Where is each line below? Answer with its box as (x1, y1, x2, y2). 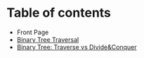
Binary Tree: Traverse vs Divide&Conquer (16, 43, 137, 51)
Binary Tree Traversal (16, 35, 79, 43)
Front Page (16, 28, 49, 36)
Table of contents (6, 5, 112, 21)
